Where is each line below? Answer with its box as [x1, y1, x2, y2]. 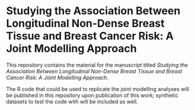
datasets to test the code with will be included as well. [6, 98, 138, 105]
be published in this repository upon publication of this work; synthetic [6, 92, 179, 99]
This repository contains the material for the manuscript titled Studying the [6, 61, 188, 69]
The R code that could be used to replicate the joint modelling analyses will [6, 85, 190, 92]
